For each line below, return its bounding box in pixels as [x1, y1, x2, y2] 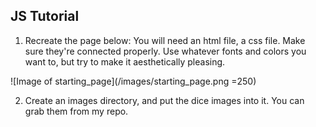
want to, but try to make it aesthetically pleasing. [24, 55, 226, 68]
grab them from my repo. [24, 105, 129, 117]
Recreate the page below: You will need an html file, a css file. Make [24, 34, 306, 46]
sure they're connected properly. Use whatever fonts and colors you [24, 45, 307, 57]
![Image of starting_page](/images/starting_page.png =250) [10, 75, 257, 87]
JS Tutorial [10, 8, 80, 25]
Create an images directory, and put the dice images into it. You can [24, 94, 305, 106]
